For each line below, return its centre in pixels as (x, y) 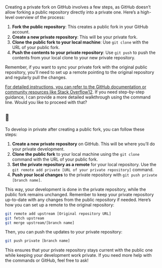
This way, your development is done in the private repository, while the (75, 189)
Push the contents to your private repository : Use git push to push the (84, 52)
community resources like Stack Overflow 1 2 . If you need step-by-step (75, 92)
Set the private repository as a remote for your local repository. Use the (84, 164)
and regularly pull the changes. (36, 77)
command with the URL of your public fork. (55, 159)
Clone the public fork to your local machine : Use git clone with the (80, 42)
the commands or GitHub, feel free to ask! (47, 260)
